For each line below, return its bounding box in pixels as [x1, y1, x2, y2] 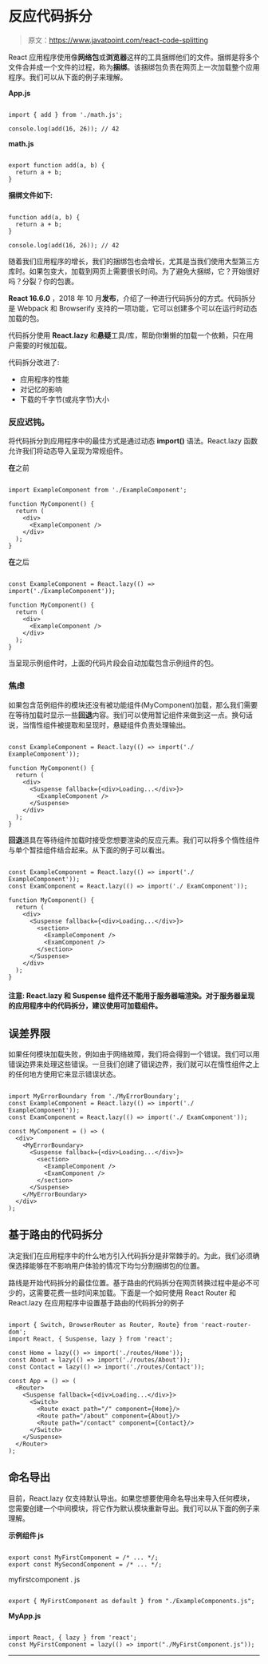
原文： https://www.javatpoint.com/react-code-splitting [27, 35, 209, 45]
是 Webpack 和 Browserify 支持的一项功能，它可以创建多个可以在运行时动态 [8, 303, 258, 313]
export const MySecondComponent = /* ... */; [8, 1560, 162, 1569]
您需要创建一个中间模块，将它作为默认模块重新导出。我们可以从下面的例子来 [8, 1503, 260, 1513]
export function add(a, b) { [8, 161, 105, 169]
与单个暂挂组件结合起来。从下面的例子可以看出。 [8, 845, 169, 855]
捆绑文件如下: [8, 190, 53, 200]
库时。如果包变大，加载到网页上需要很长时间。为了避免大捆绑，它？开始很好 [8, 266, 260, 276]
